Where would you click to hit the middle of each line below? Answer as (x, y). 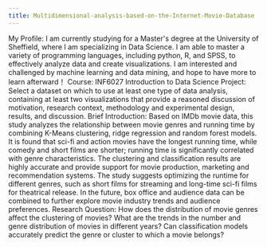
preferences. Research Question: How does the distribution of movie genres (133, 209)
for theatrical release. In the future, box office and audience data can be (126, 192)
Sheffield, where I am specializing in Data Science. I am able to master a (127, 47)
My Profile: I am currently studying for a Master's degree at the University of (133, 38)
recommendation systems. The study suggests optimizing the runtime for (129, 175)
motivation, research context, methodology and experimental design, (122, 108)
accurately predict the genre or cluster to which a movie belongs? (116, 234)
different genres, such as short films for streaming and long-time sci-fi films (133, 183)
